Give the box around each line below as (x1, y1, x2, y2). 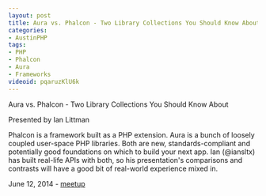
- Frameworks (8, 70, 51, 78)
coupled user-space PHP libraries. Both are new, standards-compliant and (8, 138, 251, 148)
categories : (8, 26, 47, 34)
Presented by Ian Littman (8, 115, 89, 124)
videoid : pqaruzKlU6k (8, 77, 80, 85)
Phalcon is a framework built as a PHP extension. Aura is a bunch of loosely (8, 130, 255, 139)
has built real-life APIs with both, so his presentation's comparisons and (8, 155, 243, 164)
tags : (8, 41, 26, 49)
